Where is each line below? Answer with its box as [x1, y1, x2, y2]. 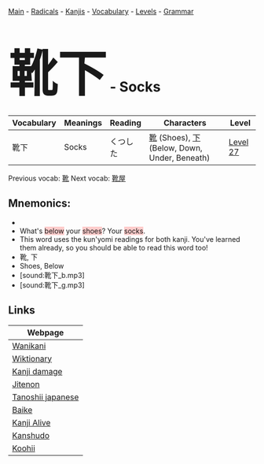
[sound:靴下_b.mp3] [19, 270, 85, 280]
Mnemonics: [8, 197, 71, 210]
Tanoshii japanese [12, 392, 79, 403]
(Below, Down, [148, 142, 203, 153]
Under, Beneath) [148, 152, 211, 163]
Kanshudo [12, 429, 49, 440]
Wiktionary [12, 353, 53, 364]
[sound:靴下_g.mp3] [19, 280, 85, 290]
